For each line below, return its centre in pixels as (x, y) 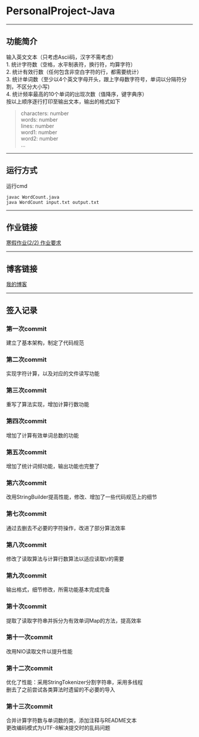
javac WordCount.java (33, 197)
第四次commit (27, 421)
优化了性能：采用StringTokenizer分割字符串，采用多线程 (75, 682)
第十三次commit (30, 707)
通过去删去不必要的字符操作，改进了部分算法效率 (66, 528)
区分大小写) (36, 87)
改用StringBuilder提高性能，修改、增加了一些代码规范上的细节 (82, 497)
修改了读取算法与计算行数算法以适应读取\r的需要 (65, 559)
